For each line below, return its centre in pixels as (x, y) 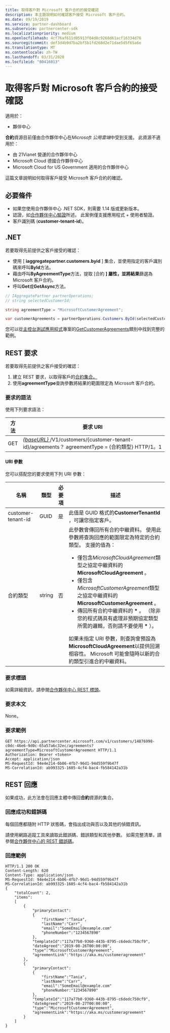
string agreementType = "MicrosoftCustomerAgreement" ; (64, 310)
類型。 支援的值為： (92, 545)
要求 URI (93, 427)
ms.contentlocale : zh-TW (31, 52)
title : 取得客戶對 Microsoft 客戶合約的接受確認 (52, 10)
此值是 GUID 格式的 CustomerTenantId (114, 513)
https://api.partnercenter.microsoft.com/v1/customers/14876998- (85, 741)
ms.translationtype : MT (30, 48)
